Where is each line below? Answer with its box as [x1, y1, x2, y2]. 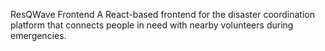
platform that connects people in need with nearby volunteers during [10, 19, 294, 31]
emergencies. [10, 30, 67, 41]
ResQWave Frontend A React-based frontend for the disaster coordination [10, 9, 315, 20]
